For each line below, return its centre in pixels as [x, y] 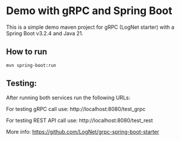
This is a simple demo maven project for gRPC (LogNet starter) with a [90, 27]
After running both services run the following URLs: [68, 98]
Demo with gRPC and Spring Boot [89, 11]
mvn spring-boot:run [31, 65]
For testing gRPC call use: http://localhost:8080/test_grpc [76, 109]
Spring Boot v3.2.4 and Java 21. [45, 33]
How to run [27, 52]
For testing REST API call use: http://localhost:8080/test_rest [79, 120]
